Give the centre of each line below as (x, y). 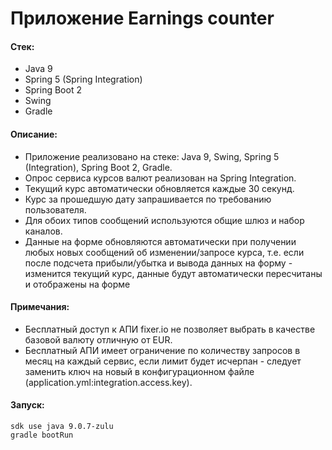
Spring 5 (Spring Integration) (83, 79)
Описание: (34, 134)
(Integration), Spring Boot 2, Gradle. (98, 167)
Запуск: (27, 405)
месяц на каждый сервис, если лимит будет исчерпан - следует (163, 361)
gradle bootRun (42, 435)
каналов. (43, 231)
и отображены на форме (77, 284)
